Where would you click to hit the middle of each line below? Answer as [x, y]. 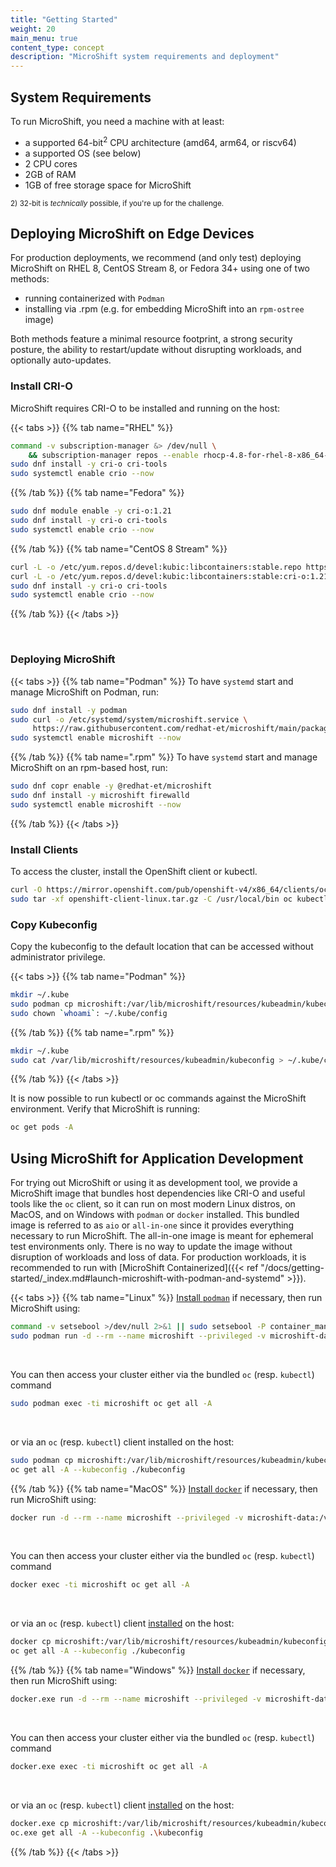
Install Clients [44, 849]
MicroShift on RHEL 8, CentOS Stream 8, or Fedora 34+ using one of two [160, 268]
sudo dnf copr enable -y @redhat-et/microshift [111, 786]
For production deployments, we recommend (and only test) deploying [156, 258]
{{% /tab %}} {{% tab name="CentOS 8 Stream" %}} [119, 548]
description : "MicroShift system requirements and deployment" [145, 57]
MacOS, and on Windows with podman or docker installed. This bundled [155, 1215]
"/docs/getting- [292, 1268]
